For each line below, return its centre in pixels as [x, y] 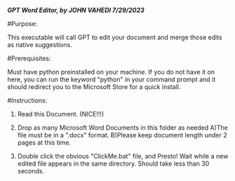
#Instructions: [27, 100]
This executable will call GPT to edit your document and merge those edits [115, 37]
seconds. [31, 171]
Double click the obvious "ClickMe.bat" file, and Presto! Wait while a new [123, 156]
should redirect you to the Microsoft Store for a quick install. [94, 87]
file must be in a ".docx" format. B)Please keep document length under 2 [122, 135]
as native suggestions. [40, 45]
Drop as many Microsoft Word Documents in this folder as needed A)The [122, 128]
